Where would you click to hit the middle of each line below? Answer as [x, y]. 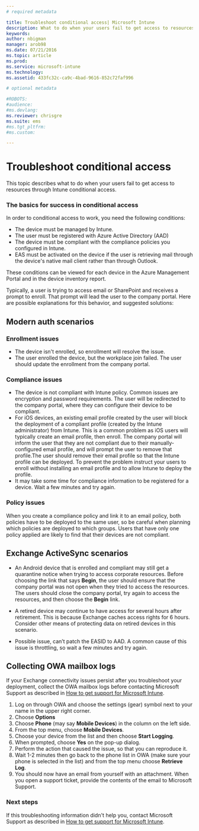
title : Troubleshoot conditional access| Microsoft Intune [81, 22]
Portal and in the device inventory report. [56, 279]
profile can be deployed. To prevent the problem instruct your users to [100, 462]
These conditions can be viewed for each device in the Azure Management [98, 273]
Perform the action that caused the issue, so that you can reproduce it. [101, 749]
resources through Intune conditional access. [61, 190]
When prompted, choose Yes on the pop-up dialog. [78, 742]
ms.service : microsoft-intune [44, 67]
